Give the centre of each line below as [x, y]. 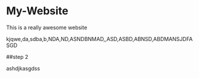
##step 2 [17, 57]
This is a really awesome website [47, 27]
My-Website [37, 11]
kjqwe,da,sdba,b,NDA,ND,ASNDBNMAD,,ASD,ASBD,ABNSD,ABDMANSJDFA [99, 39]
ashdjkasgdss [23, 68]
